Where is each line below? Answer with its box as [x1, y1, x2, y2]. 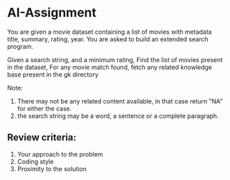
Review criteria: [7, 132, 77, 143]
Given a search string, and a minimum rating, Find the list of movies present [7, 55, 223, 63]
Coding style [17, 157, 54, 166]
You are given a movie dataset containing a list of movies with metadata [7, 28, 213, 36]
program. [7, 42, 34, 50]
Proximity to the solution [17, 164, 87, 173]
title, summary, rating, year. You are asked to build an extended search [7, 34, 209, 43]
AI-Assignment [7, 5, 97, 21]
